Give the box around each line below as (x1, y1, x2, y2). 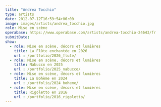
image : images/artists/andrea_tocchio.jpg (5, 21, 94, 26)
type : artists (5, 12, 35, 17)
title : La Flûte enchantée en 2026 (14, 48, 88, 53)
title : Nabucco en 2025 (14, 62, 63, 67)
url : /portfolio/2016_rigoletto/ (14, 94, 85, 99)
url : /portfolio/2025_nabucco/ (14, 67, 81, 72)
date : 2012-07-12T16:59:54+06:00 (5, 16, 74, 21)
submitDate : (5, 35, 30, 40)
